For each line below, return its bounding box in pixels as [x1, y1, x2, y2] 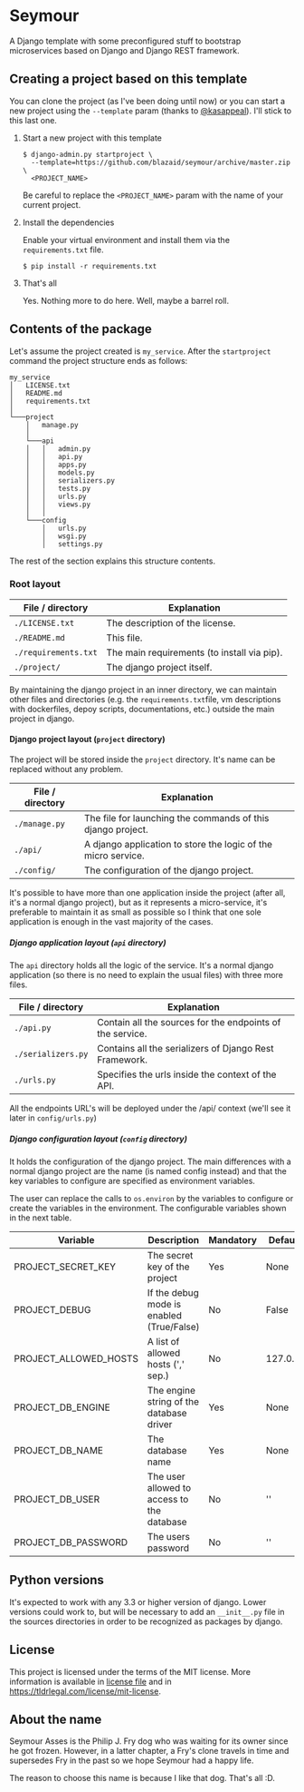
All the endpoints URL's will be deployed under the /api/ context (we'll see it [9, 1103, 291, 1114]
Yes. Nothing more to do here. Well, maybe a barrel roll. [22, 295, 229, 306]
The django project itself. [106, 661, 213, 673]
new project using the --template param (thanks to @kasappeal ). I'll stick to [9, 105, 292, 116]
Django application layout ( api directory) [9, 936, 166, 948]
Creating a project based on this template [9, 72, 248, 87]
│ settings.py [42, 539, 103, 549]
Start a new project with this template [22, 132, 163, 143]
